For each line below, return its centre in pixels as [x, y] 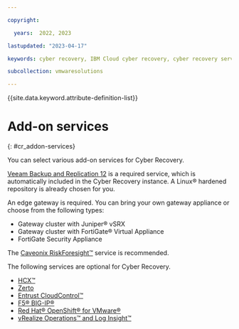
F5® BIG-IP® [36, 303]
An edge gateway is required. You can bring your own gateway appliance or [118, 203]
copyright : [23, 20]
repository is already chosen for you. [61, 189]
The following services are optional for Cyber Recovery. [89, 266]
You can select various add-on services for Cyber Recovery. [96, 160]
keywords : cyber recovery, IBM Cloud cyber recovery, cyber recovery [113, 59]
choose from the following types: [56, 210]
